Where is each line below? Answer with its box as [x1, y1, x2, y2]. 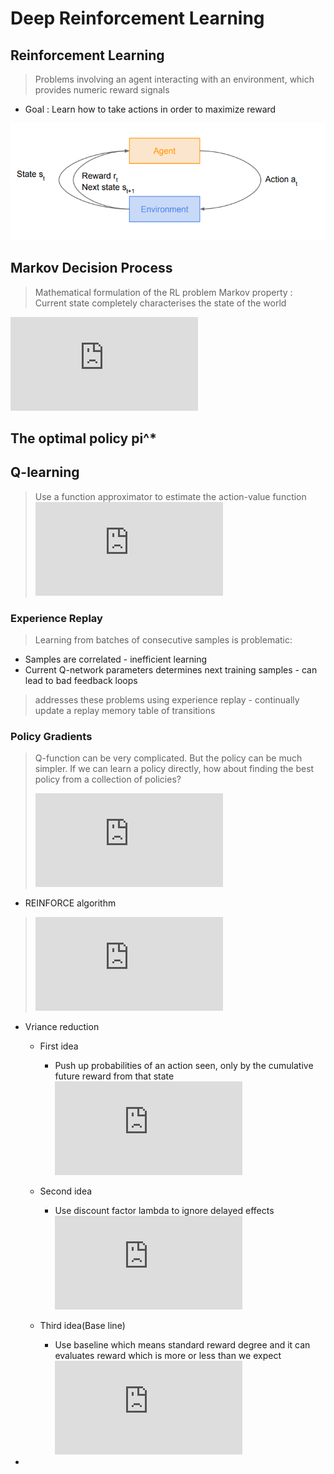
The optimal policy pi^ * [10, 430, 158, 447]
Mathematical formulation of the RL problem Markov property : [34, 286, 293, 298]
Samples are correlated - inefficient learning [24, 653, 208, 666]
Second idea [39, 1185, 93, 1197]
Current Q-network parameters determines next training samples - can [24, 664, 318, 676]
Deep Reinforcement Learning [10, 7, 265, 30]
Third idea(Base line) [39, 1320, 126, 1332]
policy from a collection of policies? [34, 773, 182, 786]
